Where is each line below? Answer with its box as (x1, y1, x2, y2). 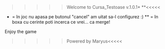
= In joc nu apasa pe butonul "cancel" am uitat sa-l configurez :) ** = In (11, 14, 159, 19)
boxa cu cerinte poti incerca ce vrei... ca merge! (11, 19, 111, 25)
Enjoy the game (4, 29, 37, 34)
